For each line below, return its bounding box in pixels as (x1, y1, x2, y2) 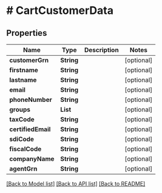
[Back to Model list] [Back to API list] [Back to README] (6, 180, 146, 187)
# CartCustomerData (6, 4, 114, 18)
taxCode (9, 115, 35, 123)
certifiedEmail (9, 125, 51, 134)
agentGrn (9, 164, 38, 173)
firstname (9, 66, 38, 74)
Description (84, 46, 120, 54)
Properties (6, 28, 47, 38)
